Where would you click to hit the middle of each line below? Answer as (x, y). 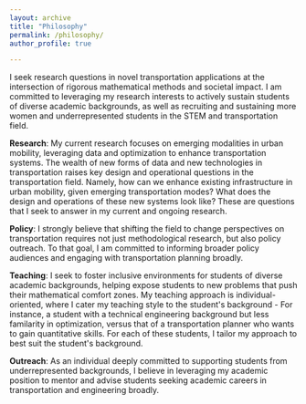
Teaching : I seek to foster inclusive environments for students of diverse (146, 275)
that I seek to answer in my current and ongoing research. (118, 212)
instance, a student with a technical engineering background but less (139, 315)
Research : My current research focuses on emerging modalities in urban (147, 143)
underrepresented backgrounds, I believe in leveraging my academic (139, 371)
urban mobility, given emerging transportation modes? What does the (140, 192)
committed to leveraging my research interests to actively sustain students (150, 97)
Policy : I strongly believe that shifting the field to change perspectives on (147, 229)
